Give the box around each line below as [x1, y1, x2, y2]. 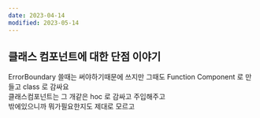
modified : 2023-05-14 [8, 19, 80, 27]
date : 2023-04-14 [8, 11, 65, 20]
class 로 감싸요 [22, 82, 69, 91]
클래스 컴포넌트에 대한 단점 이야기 [8, 50, 162, 63]
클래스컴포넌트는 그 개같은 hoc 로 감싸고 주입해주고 [8, 92, 165, 101]
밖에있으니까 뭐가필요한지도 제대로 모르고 [8, 101, 136, 111]
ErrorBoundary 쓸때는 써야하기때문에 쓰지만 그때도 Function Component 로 [8, 72, 244, 82]
